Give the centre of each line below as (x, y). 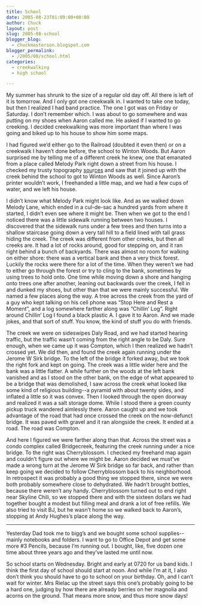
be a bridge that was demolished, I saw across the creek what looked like (97, 384)
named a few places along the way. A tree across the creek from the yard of (100, 296)
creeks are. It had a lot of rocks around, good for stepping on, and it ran (95, 245)
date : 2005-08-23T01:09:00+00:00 (48, 17)
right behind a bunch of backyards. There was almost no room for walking (98, 252)
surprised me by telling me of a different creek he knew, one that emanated (99, 158)
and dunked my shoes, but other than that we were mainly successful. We (97, 290)
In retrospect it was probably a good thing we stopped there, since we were (100, 478)
